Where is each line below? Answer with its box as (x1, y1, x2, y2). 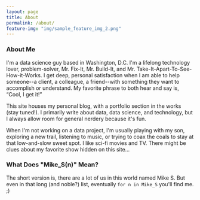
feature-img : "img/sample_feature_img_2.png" (6, 25, 121, 32)
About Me (6, 46, 36, 54)
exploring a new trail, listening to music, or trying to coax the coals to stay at (6, 133, 194, 140)
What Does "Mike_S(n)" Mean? (6, 160, 99, 169)
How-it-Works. (6, 71, 42, 78)
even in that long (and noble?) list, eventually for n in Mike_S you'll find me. (6, 180, 194, 187)
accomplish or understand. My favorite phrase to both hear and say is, (6, 84, 179, 92)
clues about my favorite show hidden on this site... (6, 146, 130, 153)
